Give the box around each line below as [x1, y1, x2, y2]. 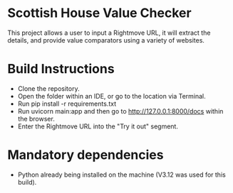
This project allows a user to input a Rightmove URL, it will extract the [7, 28, 211, 37]
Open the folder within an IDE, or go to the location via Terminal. [17, 92, 206, 100]
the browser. [17, 114, 55, 123]
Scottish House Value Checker [7, 5, 192, 21]
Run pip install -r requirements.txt [17, 99, 116, 108]
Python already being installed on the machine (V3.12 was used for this [17, 170, 226, 179]
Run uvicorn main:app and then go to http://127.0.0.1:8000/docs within [17, 106, 224, 115]
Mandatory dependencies [7, 147, 164, 163]
